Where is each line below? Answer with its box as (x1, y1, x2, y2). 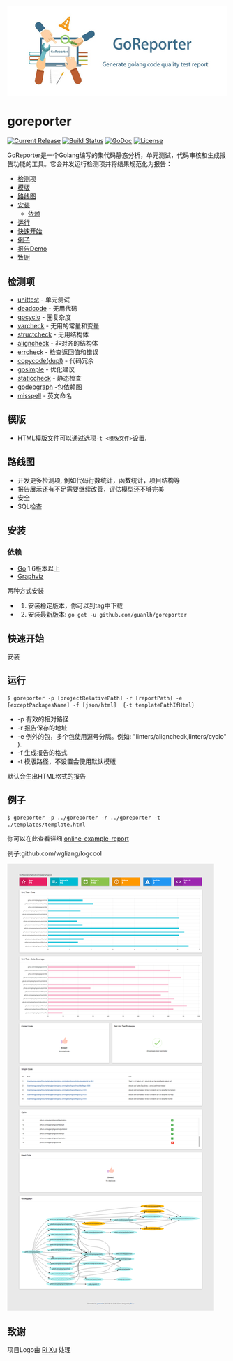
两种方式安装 (7, 587, 44, 595)
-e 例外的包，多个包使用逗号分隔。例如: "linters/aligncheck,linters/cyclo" (17, 732, 227, 740)
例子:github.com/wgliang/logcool (7, 849, 103, 858)
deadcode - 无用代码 (17, 304, 78, 312)
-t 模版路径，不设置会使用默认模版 (17, 757, 116, 765)
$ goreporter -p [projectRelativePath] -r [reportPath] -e (7, 694, 183, 702)
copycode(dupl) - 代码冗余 (17, 356, 94, 365)
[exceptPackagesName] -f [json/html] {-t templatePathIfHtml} (7, 701, 195, 709)
